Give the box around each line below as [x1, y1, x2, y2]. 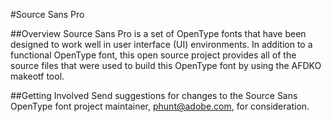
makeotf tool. [10, 70, 65, 82]
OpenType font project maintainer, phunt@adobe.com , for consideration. [10, 100, 310, 112]
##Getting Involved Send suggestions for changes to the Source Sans [10, 90, 298, 101]
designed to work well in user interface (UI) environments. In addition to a [10, 39, 313, 50]
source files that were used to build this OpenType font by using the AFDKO [10, 60, 322, 71]
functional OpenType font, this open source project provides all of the [10, 49, 297, 61]
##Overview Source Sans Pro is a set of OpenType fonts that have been [10, 28, 307, 39]
